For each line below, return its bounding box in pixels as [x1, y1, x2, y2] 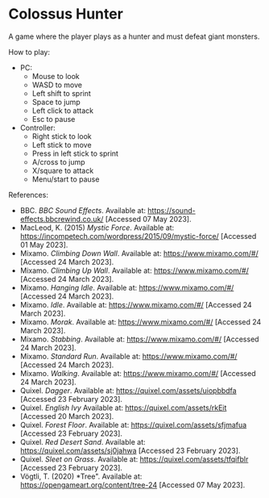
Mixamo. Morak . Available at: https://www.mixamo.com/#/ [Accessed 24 [19, 316, 262, 327]
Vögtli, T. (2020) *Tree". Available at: [19, 471, 143, 481]
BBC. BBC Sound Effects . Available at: [19, 205, 147, 215]
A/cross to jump [31, 157, 85, 166]
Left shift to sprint [31, 88, 91, 98]
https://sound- [147, 205, 196, 215]
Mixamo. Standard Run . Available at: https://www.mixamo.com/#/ [19, 351, 238, 361]
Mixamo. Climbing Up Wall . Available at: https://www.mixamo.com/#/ [19, 266, 250, 275]
